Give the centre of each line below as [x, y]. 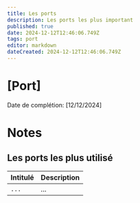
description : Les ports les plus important [70, 20]
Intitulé [22, 178]
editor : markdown [32, 45]
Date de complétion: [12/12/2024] [55, 105]
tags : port [23, 39]
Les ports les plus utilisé [60, 158]
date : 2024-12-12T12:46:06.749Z [53, 33]
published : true [30, 26]
